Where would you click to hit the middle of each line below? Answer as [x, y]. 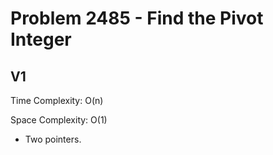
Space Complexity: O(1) [59, 120]
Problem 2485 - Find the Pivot [137, 18]
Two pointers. [53, 139]
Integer [41, 39]
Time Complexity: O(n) [57, 100]
